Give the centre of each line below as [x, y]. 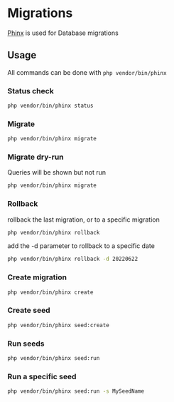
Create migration [37, 277]
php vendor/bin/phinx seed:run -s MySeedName [76, 391]
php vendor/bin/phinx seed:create [59, 325]
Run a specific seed [42, 376]
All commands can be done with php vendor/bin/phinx [87, 72]
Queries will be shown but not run [57, 172]
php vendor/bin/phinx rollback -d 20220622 [73, 259]
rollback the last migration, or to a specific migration [83, 220]
